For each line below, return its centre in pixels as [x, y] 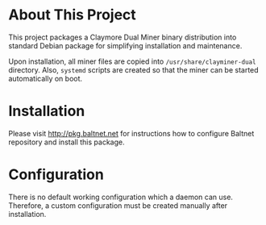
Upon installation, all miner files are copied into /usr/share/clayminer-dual [132, 61]
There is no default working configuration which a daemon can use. [121, 197]
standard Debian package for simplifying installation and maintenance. [125, 45]
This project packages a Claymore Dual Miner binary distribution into [123, 37]
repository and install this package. [66, 142]
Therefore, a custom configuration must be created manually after [118, 205]
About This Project [73, 15]
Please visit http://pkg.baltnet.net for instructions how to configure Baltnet [131, 133]
